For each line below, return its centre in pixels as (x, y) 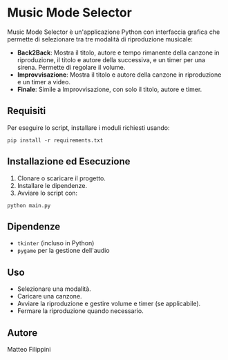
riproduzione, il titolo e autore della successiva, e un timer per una (111, 59)
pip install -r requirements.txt (55, 140)
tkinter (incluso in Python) (56, 243)
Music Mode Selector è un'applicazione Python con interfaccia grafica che (114, 32)
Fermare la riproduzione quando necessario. (80, 311)
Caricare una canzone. (49, 296)
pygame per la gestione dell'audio (63, 251)
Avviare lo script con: (47, 193)
